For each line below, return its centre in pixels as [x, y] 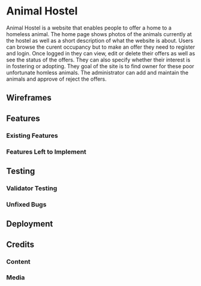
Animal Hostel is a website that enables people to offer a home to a [89, 28]
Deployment [30, 224]
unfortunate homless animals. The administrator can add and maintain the [97, 72]
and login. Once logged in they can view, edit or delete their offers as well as [101, 53]
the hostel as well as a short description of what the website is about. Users [100, 40]
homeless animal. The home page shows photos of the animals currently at [99, 34]
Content [19, 261]
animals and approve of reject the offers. [56, 79]
